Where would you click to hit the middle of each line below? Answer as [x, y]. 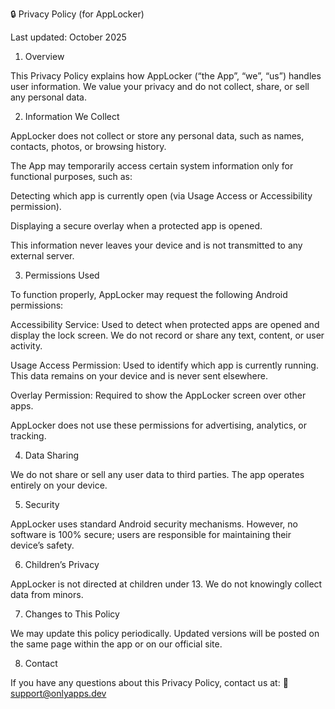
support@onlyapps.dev [58, 693]
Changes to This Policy [72, 614]
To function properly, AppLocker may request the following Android [149, 294]
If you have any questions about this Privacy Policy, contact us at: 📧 [149, 682]
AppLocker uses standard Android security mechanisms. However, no [154, 524]
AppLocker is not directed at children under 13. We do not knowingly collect [166, 584]
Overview [44, 56]
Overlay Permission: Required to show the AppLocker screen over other [158, 395]
